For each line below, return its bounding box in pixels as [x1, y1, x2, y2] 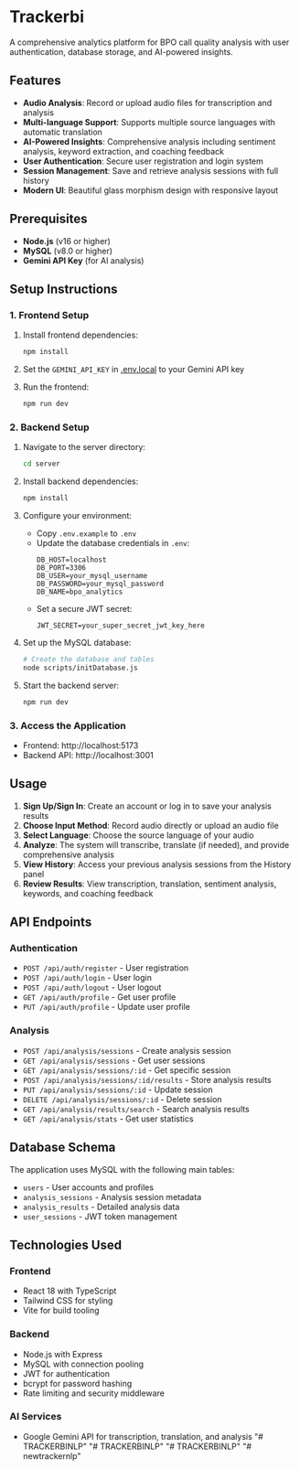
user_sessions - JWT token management [22, 1210, 177, 1222]
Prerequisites [9, 211, 88, 227]
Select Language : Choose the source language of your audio [22, 830, 254, 841]
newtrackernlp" [22, 1450, 81, 1461]
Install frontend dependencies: [22, 329, 139, 340]
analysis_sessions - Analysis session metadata [22, 1191, 202, 1202]
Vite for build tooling [22, 1305, 100, 1316]
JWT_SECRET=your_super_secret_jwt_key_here [36, 621, 206, 630]
